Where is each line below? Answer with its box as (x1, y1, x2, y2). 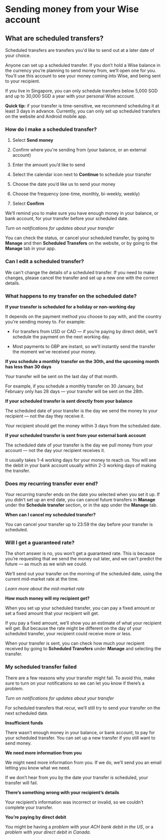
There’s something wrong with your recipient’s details (5, 789, 120, 795)
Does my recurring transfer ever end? (5, 480, 98, 487)
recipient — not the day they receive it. (5, 413, 85, 419)
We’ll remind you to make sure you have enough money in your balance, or (5, 210, 159, 216)
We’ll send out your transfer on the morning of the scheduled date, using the (5, 571, 163, 577)
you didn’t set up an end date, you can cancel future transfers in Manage (5, 497, 156, 503)
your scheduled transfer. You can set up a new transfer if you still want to (5, 735, 156, 741)
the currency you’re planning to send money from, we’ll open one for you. (5, 67, 156, 73)
